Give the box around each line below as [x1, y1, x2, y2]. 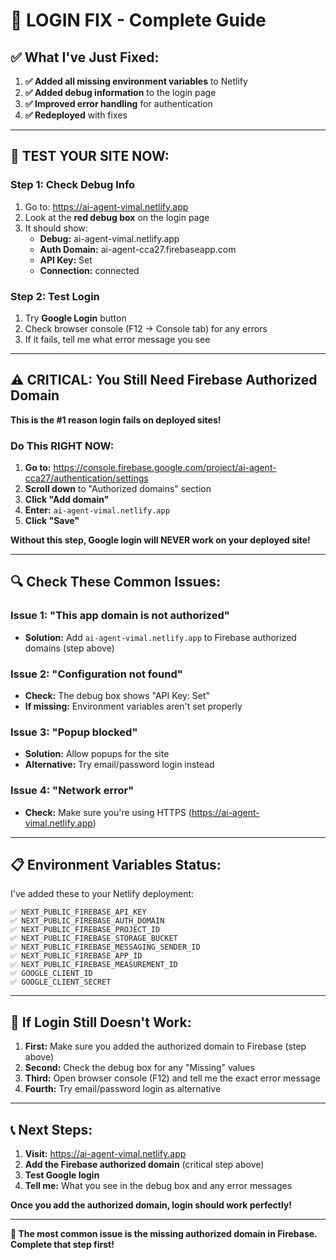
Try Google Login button [24, 312, 127, 324]
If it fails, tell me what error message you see [24, 333, 211, 345]
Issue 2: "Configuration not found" [10, 667, 183, 681]
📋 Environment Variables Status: [10, 857, 222, 874]
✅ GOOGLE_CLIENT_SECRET [10, 977, 112, 988]
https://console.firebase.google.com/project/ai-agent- [53, 462, 277, 474]
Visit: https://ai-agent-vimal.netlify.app [24, 1148, 187, 1160]
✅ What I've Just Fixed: [10, 49, 160, 66]
